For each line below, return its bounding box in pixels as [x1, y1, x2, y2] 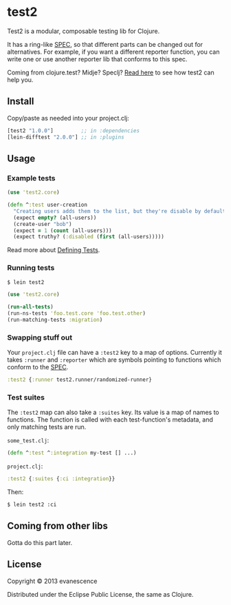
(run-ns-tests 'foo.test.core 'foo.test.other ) [7, 310, 146, 317]
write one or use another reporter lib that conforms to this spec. [7, 54, 188, 63]
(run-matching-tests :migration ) [7, 316, 103, 324]
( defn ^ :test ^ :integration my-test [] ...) [7, 449, 137, 457]
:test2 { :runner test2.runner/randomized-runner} [7, 376, 153, 383]
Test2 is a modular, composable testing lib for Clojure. [7, 27, 160, 35]
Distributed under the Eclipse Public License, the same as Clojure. [7, 590, 194, 598]
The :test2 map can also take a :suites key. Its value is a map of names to [7, 408, 220, 417]
